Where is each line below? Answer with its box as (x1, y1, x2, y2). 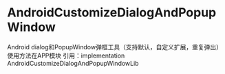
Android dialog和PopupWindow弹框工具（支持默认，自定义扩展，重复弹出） (7, 42, 222, 51)
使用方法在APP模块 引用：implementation (7, 51, 125, 60)
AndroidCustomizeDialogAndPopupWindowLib (7, 59, 139, 67)
